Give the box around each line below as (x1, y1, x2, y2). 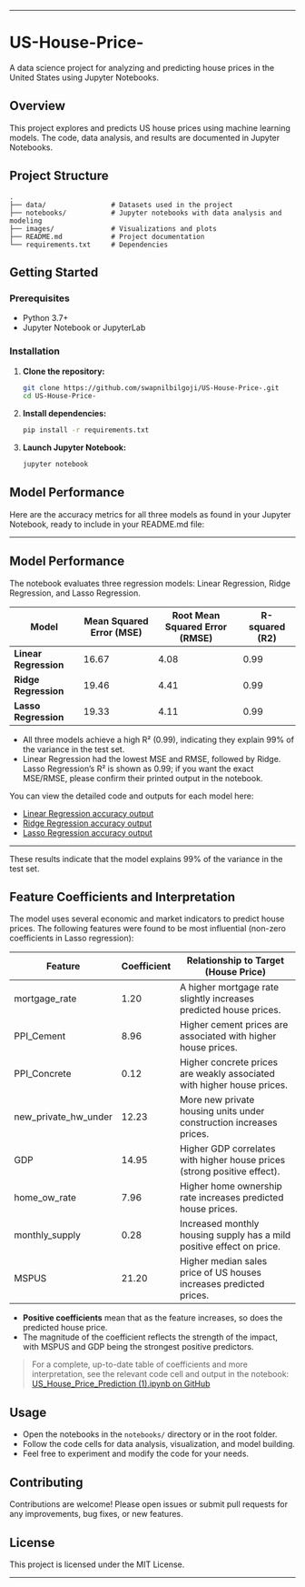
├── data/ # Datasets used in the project (9, 200, 233, 209)
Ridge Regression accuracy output (22, 818, 152, 829)
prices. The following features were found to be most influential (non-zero (9, 923, 286, 934)
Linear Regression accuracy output (22, 808, 154, 819)
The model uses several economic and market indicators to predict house (9, 913, 285, 924)
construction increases (180, 1116, 279, 1129)
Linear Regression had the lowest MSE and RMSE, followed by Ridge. (22, 753, 281, 764)
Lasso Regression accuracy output (22, 827, 152, 838)
